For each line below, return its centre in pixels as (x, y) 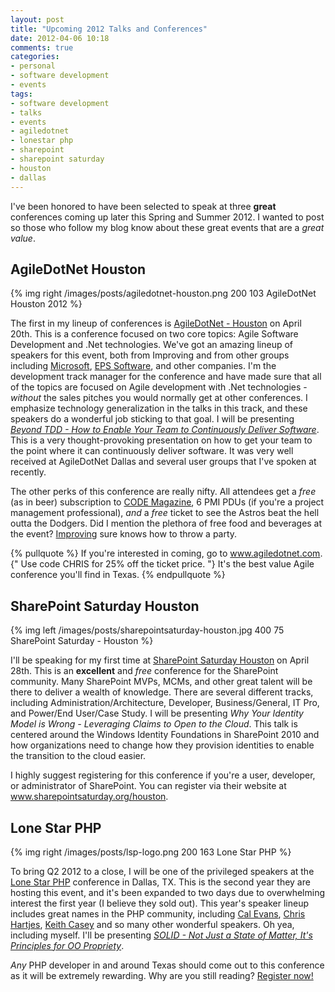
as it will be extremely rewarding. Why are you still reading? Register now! (162, 975)
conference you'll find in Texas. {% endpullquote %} (118, 575)
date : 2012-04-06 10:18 (60, 38)
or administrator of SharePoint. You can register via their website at (148, 786)
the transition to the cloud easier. (78, 756)
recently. (28, 472)
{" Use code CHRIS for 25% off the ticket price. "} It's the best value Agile (162, 564)
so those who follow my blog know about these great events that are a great (167, 227)
